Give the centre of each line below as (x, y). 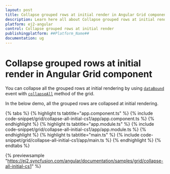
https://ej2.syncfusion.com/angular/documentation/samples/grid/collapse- (85, 161)
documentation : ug (25, 39)
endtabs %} (18, 146)
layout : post (19, 10)
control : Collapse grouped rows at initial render (60, 29)
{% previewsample (25, 155)
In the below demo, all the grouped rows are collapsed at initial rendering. (82, 103)
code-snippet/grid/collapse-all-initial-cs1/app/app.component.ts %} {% (80, 118)
